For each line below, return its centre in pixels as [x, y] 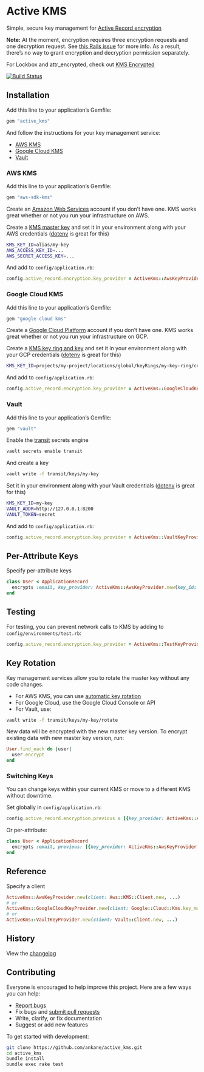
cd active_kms [24, 1053]
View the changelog [31, 953]
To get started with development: [48, 1036]
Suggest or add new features [51, 1025]
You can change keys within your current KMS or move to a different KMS [99, 789]
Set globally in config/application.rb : [54, 807]
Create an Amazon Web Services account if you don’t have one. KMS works [101, 209]
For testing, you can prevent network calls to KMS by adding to [85, 626]
